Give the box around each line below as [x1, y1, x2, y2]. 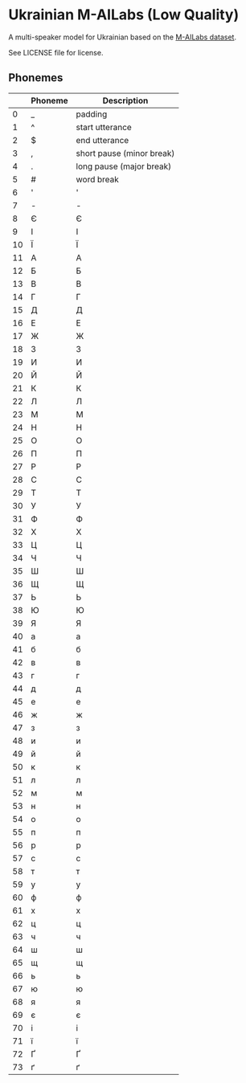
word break [76, 174, 119, 185]
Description [102, 95, 149, 106]
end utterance [76, 134, 129, 145]
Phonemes [8, 71, 64, 85]
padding [76, 108, 108, 120]
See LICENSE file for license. [8, 47, 104, 57]
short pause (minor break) [76, 147, 175, 158]
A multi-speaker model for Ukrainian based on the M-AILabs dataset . [8, 32, 237, 42]
